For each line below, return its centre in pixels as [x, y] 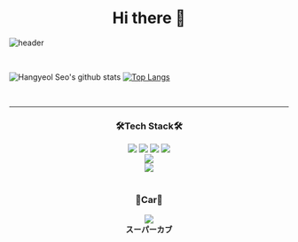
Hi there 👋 [149, 18]
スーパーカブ [149, 229]
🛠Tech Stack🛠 [149, 126]
